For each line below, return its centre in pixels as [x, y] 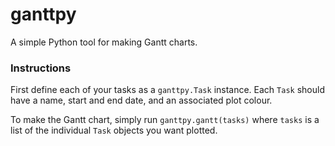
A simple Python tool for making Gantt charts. [104, 42]
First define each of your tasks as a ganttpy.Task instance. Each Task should [167, 90]
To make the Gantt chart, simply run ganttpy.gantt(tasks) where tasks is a [165, 120]
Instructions [41, 68]
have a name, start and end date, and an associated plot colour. [141, 100]
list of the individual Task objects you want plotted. [114, 130]
